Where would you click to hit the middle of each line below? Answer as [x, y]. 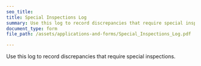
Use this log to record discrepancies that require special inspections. [91, 56]
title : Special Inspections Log [46, 17]
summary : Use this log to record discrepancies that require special [95, 23]
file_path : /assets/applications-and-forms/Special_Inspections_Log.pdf [99, 34]
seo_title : [20, 12]
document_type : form [32, 28]
